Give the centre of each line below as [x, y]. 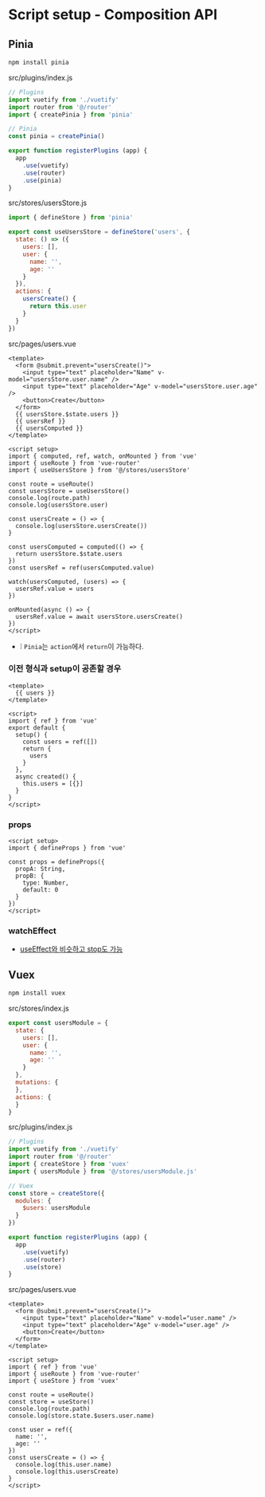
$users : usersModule [57, 1208]
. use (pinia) [42, 180]
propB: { [30, 876]
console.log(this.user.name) [64, 1465]
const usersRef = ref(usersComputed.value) [82, 568]
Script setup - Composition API [113, 15]
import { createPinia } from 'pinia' [71, 114]
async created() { [46, 776]
